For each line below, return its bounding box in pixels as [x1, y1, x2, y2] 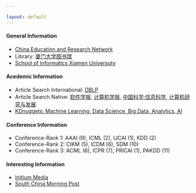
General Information [6, 32, 58, 39]
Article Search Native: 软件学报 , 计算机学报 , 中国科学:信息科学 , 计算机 [14, 94, 185, 101]
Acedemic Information [6, 73, 63, 80]
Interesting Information [6, 160, 65, 167]
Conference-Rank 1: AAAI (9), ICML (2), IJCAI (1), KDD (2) [14, 135, 157, 142]
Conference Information [6, 121, 67, 128]
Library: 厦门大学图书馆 [14, 52, 73, 60]
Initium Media [14, 174, 49, 181]
